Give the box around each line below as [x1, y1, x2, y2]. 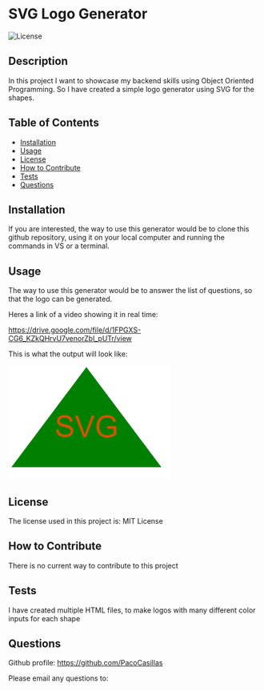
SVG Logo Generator [8, 5, 148, 23]
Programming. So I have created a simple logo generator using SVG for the [8, 84, 254, 94]
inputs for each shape [8, 613, 81, 623]
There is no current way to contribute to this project [8, 560, 178, 570]
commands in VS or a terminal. [8, 241, 110, 251]
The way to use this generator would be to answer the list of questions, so [8, 286, 253, 295]
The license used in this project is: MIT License [8, 516, 164, 525]
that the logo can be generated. [8, 294, 113, 304]
